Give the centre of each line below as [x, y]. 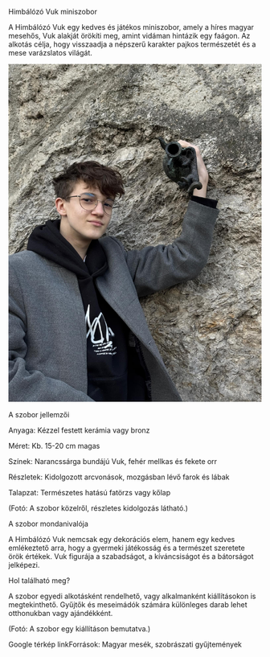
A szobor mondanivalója [48, 524]
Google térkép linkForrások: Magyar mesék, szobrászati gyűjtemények [125, 644]
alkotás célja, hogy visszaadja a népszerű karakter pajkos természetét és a [132, 44]
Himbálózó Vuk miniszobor [53, 12]
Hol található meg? [39, 581]
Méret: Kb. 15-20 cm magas [54, 446]
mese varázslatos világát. [50, 53]
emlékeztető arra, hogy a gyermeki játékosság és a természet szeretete [127, 548]
